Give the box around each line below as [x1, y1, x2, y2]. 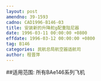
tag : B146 [6, 41, 30, 47]
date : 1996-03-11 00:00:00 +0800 [6, 30, 88, 36]
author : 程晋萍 [6, 52, 40, 58]
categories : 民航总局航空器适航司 [6, 47, 81, 52]
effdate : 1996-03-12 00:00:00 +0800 [6, 36, 95, 41]
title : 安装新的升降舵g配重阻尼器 [6, 24, 79, 31]
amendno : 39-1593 [6, 14, 48, 20]
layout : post [6, 8, 38, 15]
